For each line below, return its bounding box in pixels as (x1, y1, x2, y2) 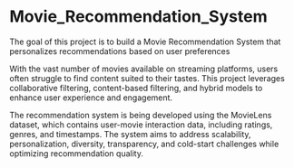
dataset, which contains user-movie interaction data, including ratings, (9, 119, 273, 130)
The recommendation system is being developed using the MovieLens (9, 109, 272, 120)
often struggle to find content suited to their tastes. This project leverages (9, 72, 286, 83)
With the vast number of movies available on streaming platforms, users (9, 63, 279, 74)
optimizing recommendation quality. (9, 147, 143, 159)
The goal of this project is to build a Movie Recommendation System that (9, 36, 281, 47)
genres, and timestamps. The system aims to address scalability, (9, 128, 251, 139)
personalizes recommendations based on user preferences (9, 45, 230, 56)
